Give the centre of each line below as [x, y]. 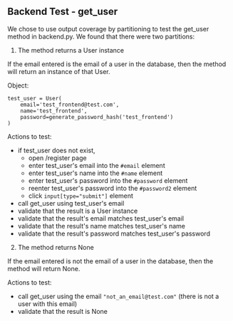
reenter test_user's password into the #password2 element [113, 188]
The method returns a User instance [71, 50]
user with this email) [47, 304]
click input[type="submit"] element [81, 196]
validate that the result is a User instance [78, 211]
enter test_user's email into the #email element [97, 165]
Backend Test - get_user [63, 12]
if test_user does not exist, [56, 150]
